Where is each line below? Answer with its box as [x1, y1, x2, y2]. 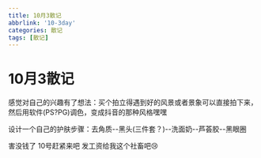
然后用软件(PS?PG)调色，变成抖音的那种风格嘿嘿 [8, 107, 168, 117]
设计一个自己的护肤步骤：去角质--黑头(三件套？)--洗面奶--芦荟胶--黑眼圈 [8, 124, 247, 134]
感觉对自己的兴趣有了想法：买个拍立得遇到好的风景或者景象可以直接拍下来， [8, 98, 258, 107]
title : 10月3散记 [8, 11, 62, 20]
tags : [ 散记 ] [8, 33, 49, 42]
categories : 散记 [8, 26, 63, 34]
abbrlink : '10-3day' [8, 19, 77, 27]
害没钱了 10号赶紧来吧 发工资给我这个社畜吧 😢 [8, 141, 159, 151]
